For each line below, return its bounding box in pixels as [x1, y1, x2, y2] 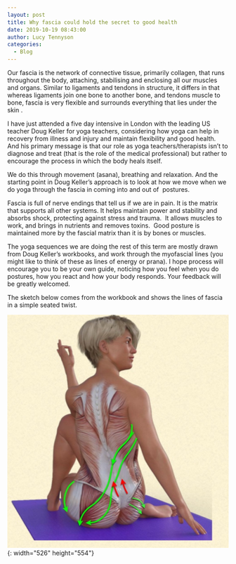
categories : [7, 41, 42, 48]
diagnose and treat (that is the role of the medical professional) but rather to [7, 150, 228, 157]
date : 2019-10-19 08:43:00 [7, 26, 86, 33]
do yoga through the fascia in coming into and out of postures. [7, 185, 190, 193]
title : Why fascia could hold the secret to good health [7, 18, 178, 26]
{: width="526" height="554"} [7, 549, 95, 557]
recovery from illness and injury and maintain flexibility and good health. [7, 134, 216, 143]
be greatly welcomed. [7, 280, 70, 288]
